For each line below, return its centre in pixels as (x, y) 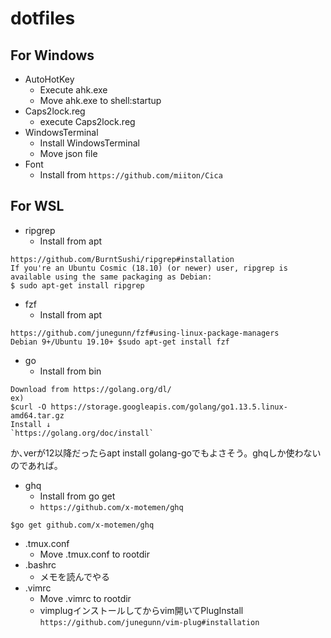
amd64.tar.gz (37, 415)
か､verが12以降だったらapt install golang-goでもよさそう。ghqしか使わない (166, 453)
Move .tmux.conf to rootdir (94, 554)
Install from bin (70, 371)
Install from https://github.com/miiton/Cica (131, 175)
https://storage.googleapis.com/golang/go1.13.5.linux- (169, 407)
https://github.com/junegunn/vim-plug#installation (149, 622)
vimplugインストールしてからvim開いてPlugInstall (141, 610)
